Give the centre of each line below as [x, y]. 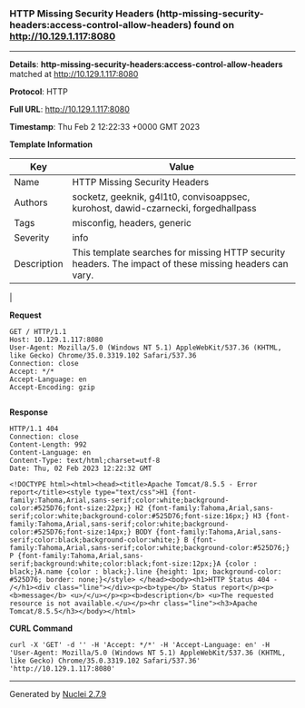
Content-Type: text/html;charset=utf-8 [85, 461]
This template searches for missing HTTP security [179, 252]
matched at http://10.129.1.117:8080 [74, 74]
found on [214, 25]
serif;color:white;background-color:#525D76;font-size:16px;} [129, 516]
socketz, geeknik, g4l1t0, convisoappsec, [161, 197]
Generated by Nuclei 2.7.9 [58, 694]
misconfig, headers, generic [132, 223]
